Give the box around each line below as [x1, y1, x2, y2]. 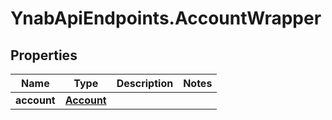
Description [116, 77, 174, 90]
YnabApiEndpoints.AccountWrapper [10, 7, 322, 30]
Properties [10, 47, 78, 64]
